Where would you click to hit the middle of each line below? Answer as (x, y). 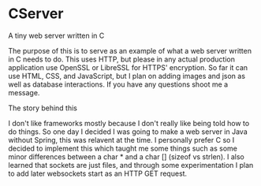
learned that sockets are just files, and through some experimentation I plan (131, 165)
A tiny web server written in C (56, 35)
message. (24, 92)
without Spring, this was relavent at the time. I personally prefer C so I (121, 139)
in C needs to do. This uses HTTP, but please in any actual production (121, 59)
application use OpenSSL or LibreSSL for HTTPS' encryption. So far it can (128, 67)
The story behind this (43, 108)
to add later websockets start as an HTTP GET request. (98, 173)
